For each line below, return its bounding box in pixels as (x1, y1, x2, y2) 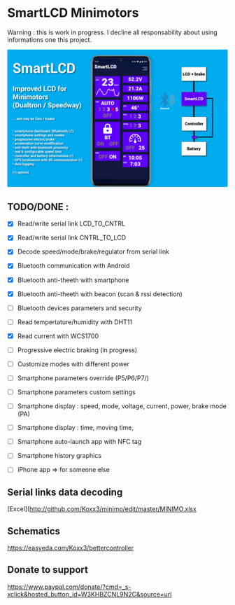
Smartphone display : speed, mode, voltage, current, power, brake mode (17, 402, 227, 410)
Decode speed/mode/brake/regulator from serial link (17, 247, 170, 256)
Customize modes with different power (17, 359, 130, 368)
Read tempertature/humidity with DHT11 (17, 317, 133, 326)
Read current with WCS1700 (17, 331, 99, 340)
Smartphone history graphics (17, 452, 102, 460)
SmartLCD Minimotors (7, 5, 139, 21)
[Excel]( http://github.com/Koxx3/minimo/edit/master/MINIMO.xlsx (7, 505, 197, 513)
